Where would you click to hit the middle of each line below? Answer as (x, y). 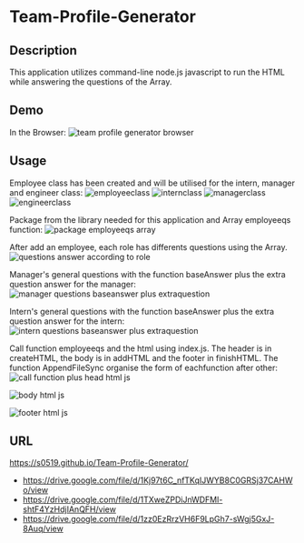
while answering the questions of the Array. (91, 82)
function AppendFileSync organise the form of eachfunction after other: (144, 367)
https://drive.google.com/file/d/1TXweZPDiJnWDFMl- (123, 500)
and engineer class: (46, 192)
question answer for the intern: (67, 321)
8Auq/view (43, 528)
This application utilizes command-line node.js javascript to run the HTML (147, 72)
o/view (35, 490)
